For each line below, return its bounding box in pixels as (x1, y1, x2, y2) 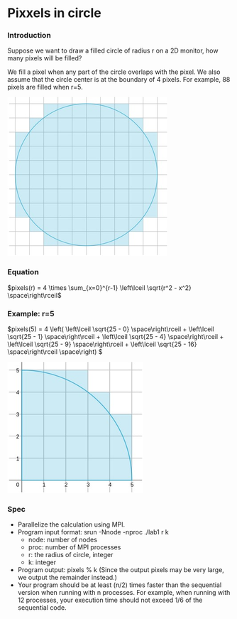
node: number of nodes (28, 535, 98, 544)
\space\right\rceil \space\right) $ (7, 348, 103, 356)
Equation (7, 267, 39, 277)
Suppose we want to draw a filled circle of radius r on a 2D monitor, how (7, 46, 219, 55)
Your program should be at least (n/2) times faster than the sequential (17, 581, 222, 589)
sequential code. (17, 603, 67, 612)
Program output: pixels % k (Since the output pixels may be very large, (17, 566, 225, 574)
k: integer (28, 558, 57, 566)
